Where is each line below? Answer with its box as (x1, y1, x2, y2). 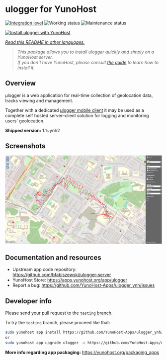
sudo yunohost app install (5, 330, 61, 335)
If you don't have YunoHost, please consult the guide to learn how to (17, 59, 159, 65)
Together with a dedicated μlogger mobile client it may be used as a (5, 107, 144, 113)
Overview (5, 79, 36, 88)
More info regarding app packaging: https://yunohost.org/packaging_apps (5, 349, 160, 355)
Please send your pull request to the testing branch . (5, 310, 113, 316)
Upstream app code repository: (12, 267, 77, 272)
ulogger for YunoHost (5, 3, 97, 15)
